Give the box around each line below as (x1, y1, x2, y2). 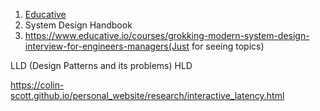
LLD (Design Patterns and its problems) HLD (10, 60, 193, 71)
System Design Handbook (24, 19, 133, 31)
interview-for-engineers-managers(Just (24, 40, 190, 52)
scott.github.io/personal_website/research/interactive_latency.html (10, 90, 285, 101)
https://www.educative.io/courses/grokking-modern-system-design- (24, 30, 310, 41)
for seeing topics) (191, 40, 265, 52)
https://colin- (10, 79, 65, 91)
